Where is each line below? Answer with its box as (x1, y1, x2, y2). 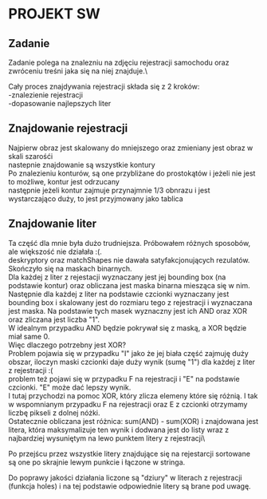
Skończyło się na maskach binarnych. (8, 263, 132, 273)
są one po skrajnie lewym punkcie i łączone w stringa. (8, 457, 186, 467)
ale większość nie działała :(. (8, 247, 102, 256)
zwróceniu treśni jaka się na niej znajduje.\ (8, 66, 148, 76)
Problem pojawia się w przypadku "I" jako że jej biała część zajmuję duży (8, 348, 249, 358)
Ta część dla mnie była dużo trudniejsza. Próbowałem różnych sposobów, (8, 238, 251, 248)
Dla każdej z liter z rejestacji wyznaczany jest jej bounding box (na (8, 272, 226, 282)
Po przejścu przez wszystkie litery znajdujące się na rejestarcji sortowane (8, 449, 251, 458)
